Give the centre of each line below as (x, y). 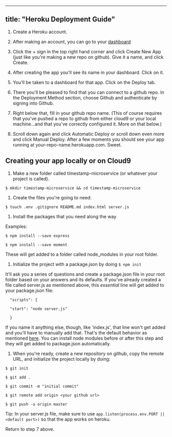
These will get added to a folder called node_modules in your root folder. (82, 254)
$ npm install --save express (38, 236)
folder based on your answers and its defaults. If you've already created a (83, 279)
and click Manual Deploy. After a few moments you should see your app (89, 139)
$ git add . (18, 377)
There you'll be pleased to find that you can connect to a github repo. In (89, 92)
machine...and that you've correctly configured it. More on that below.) (87, 124)
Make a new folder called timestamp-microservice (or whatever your (85, 173)
